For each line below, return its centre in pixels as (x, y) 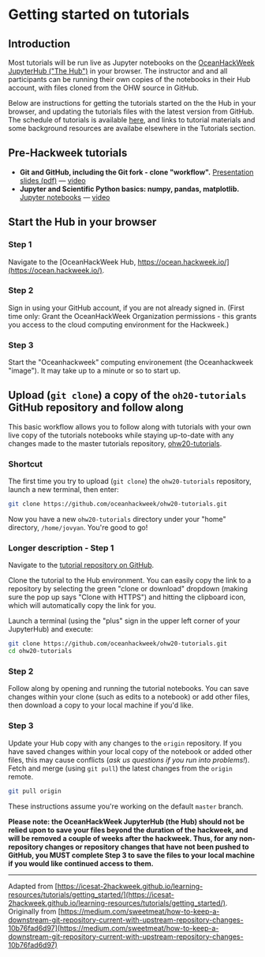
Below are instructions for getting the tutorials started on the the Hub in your (132, 103)
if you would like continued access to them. (81, 863)
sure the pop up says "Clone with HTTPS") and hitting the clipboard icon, (127, 597)
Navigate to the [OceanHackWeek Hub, (72, 261)
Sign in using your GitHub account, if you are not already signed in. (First (126, 308)
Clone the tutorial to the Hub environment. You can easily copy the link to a (130, 580)
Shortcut (26, 463)
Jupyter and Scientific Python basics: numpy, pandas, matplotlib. (129, 189)
